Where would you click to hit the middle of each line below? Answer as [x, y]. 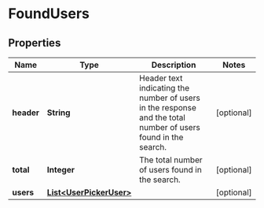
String [59, 113]
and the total [162, 117]
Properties [35, 43]
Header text [161, 78]
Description [174, 65]
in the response [167, 108]
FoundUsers [49, 14]
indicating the [164, 88]
